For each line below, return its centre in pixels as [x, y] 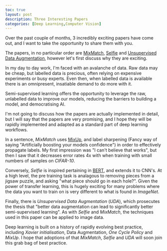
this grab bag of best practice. [36, 243]
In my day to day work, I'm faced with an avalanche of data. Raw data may [82, 68]
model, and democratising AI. [35, 104]
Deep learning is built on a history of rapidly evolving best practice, [74, 227]
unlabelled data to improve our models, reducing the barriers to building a [81, 99]
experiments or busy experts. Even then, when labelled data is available [79, 78]
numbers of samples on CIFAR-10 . [40, 161]
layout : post [19, 14]
